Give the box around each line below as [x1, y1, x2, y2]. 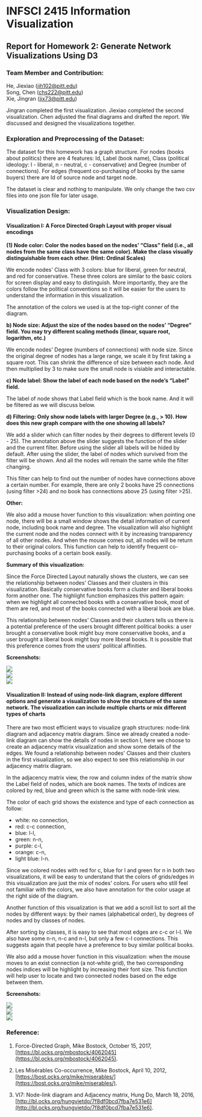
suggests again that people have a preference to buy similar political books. [6, 941, 195, 948]
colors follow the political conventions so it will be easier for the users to [6, 285, 186, 293]
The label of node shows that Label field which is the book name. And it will [6, 395, 194, 402]
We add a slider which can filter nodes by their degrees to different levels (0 [6, 431, 195, 438]
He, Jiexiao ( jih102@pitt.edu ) [6, 82, 78, 89]
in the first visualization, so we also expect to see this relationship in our [6, 755, 185, 763]
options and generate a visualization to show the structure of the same [6, 697, 188, 705]
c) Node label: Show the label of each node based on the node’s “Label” [6, 377, 189, 384]
